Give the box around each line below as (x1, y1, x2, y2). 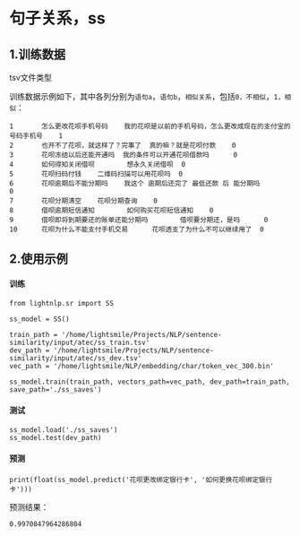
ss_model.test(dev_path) (9, 433, 102, 442)
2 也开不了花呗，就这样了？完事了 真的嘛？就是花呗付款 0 (9, 141, 236, 150)
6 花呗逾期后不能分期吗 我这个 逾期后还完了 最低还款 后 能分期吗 (9, 179, 261, 188)
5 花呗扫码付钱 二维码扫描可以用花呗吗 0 (9, 169, 184, 178)
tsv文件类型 (9, 73, 52, 82)
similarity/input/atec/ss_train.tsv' (9, 338, 150, 347)
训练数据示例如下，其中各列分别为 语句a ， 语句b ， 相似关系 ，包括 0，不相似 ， (9, 91, 275, 101)
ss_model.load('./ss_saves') (9, 425, 118, 435)
